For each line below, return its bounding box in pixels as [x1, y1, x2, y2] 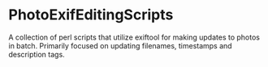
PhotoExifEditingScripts [8, 6, 174, 24]
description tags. [8, 49, 65, 59]
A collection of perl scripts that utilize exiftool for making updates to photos [8, 32, 260, 42]
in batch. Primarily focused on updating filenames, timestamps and [8, 40, 233, 50]
